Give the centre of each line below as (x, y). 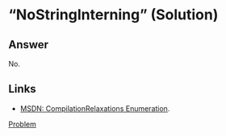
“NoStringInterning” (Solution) (113, 15)
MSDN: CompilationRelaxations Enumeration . (95, 108)
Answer (29, 45)
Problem (22, 124)
